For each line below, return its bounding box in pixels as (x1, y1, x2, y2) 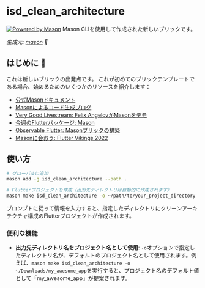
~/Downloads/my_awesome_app (15, 268, 87, 275)
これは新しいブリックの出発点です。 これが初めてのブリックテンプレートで (6, 75, 195, 83)
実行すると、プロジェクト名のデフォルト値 (91, 267, 199, 275)
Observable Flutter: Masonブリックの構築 (15, 127, 121, 134)
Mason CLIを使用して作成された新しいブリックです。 (62, 25, 196, 32)
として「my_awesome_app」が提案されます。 (15, 275, 131, 282)
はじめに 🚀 (6, 58, 46, 68)
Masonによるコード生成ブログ (15, 103, 92, 111)
